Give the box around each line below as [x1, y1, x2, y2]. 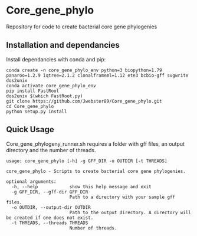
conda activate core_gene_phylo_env [6, 83, 96, 88]
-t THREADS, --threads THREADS [11, 219, 88, 226]
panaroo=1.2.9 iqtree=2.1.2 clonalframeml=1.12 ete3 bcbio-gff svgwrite [6, 72, 189, 78]
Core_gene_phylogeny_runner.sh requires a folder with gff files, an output [6, 140, 185, 147]
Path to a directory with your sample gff [69, 194, 176, 200]
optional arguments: [6, 178, 57, 185]
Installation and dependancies [6, 40, 120, 50]
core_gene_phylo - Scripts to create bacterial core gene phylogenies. [6, 168, 186, 174]
